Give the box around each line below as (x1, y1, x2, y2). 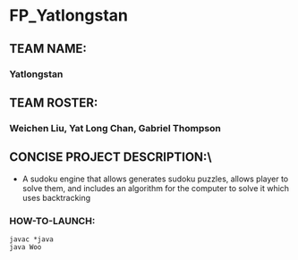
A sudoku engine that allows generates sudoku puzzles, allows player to (21, 173, 289, 184)
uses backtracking (21, 192, 91, 203)
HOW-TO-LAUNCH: (9, 214, 96, 227)
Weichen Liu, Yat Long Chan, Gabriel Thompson (9, 122, 221, 134)
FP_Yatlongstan (9, 5, 128, 26)
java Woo (9, 242, 42, 251)
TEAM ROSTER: (9, 95, 98, 110)
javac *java (9, 234, 54, 244)
